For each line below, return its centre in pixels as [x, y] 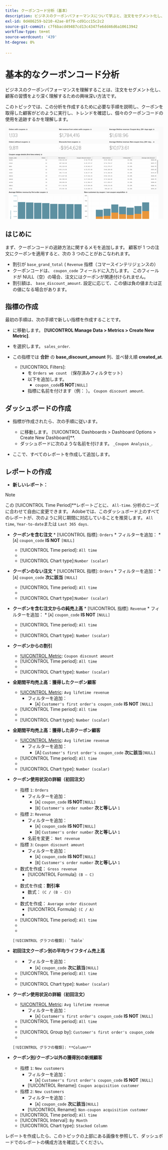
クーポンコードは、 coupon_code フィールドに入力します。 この [77, 270]
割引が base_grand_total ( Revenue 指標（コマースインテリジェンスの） [86, 264]
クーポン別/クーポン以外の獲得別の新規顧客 [57, 1057]
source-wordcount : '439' [31, 37]
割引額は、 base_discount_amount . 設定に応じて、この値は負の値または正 [87, 283]
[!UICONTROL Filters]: [43, 367]
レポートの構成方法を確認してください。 [64, 1142]
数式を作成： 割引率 [40, 885]
